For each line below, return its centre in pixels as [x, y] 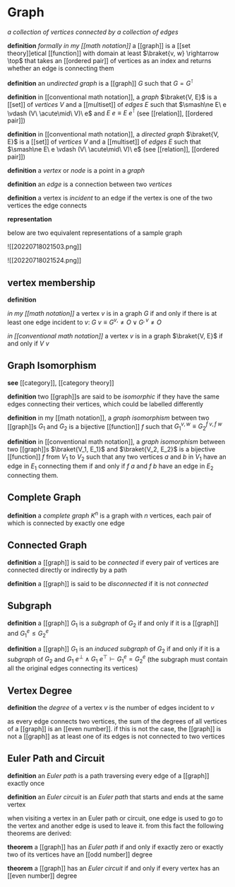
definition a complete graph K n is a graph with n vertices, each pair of [109, 515]
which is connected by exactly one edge [66, 523]
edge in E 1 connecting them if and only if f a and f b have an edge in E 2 [110, 467]
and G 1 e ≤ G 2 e [28, 634]
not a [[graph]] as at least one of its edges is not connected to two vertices [116, 736]
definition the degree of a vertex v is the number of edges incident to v [111, 707]
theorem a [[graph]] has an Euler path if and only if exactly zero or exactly [115, 847]
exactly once [26, 783]
